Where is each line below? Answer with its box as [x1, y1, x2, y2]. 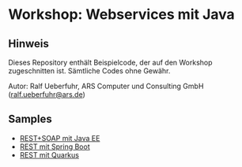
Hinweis [8, 37, 49, 50]
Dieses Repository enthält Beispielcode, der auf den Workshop [8, 58, 213, 67]
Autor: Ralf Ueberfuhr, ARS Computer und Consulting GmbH [8, 81, 204, 91]
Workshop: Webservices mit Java [8, 6, 235, 24]
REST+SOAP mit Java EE [19, 133, 100, 143]
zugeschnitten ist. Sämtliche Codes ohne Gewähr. [8, 66, 171, 76]
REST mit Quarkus [19, 150, 79, 159]
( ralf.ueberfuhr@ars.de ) [8, 90, 85, 99]
